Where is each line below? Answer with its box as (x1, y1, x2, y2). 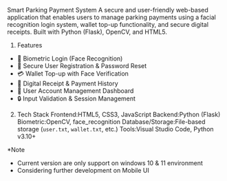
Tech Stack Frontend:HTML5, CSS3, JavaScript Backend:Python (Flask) (17, 110, 221, 118)
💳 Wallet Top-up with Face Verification (17, 70, 129, 78)
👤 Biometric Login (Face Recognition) (17, 54, 123, 63)
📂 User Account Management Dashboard (17, 87, 134, 95)
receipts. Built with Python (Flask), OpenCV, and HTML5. (7, 28, 167, 36)
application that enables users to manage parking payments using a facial (7, 13, 217, 21)
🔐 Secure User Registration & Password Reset (17, 62, 147, 70)
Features (17, 41, 43, 49)
